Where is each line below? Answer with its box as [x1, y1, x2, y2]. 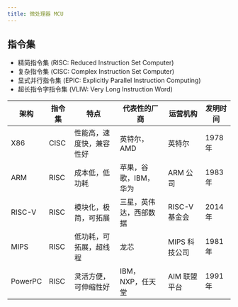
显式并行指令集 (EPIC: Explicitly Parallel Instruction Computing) [17, 76, 201, 85]
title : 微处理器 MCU [7, 10, 64, 18]
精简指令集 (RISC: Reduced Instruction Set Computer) [17, 58, 174, 67]
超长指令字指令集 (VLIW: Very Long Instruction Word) [17, 85, 174, 94]
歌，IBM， [120, 173, 154, 183]
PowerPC [11, 277, 42, 286]
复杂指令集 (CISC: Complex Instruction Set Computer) [17, 67, 175, 76]
